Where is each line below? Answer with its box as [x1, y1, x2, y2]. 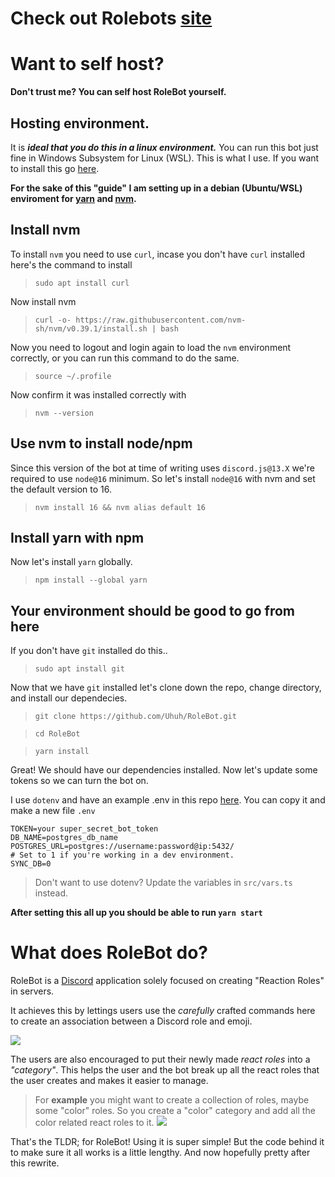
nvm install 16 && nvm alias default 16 [34, 502, 206, 512]
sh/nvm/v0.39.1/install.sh [34, 323, 148, 334]
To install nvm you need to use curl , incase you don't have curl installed [10, 248, 306, 260]
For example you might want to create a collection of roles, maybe [34, 1094, 310, 1106]
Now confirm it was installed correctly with [10, 388, 187, 401]
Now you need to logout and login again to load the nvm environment [10, 341, 292, 353]
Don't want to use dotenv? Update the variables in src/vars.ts [34, 877, 293, 889]
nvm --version [34, 408, 94, 418]
